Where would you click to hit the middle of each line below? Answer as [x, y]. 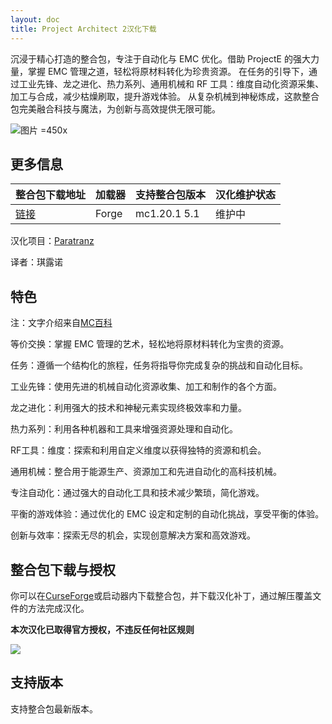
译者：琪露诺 [36, 262]
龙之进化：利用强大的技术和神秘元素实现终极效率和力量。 [128, 408]
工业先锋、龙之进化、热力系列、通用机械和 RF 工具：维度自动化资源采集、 [171, 83]
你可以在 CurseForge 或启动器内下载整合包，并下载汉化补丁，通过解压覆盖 [161, 595]
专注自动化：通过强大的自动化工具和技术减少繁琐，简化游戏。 [137, 493]
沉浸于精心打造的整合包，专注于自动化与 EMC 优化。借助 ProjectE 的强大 [160, 58]
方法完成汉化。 [58, 608]
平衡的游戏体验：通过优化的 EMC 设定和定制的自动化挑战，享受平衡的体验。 [167, 514]
